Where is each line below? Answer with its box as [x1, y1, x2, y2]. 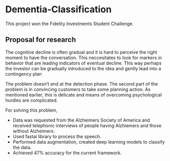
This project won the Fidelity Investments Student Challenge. [5, 21, 134, 27]
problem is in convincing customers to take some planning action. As [5, 86, 151, 92]
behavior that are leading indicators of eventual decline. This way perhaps [5, 60, 162, 66]
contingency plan [5, 71, 42, 77]
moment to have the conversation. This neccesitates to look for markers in [5, 54, 162, 61]
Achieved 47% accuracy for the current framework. [12, 150, 122, 156]
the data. [12, 144, 32, 150]
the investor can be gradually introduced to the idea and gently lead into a [5, 65, 161, 71]
